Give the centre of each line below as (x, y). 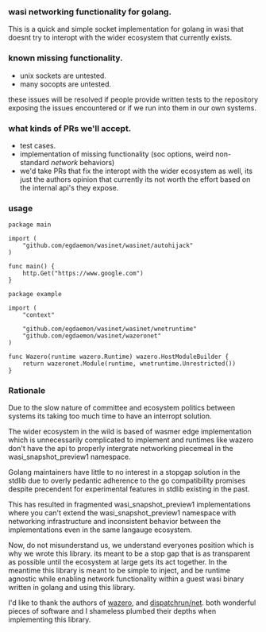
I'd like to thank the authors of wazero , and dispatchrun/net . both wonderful (132, 603)
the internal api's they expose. (69, 187)
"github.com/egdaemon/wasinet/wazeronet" (92, 336)
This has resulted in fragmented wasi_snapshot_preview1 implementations (130, 505)
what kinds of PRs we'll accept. (70, 128)
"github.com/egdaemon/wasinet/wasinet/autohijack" (108, 246)
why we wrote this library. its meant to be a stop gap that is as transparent (129, 553)
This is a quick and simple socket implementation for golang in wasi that (126, 29)
